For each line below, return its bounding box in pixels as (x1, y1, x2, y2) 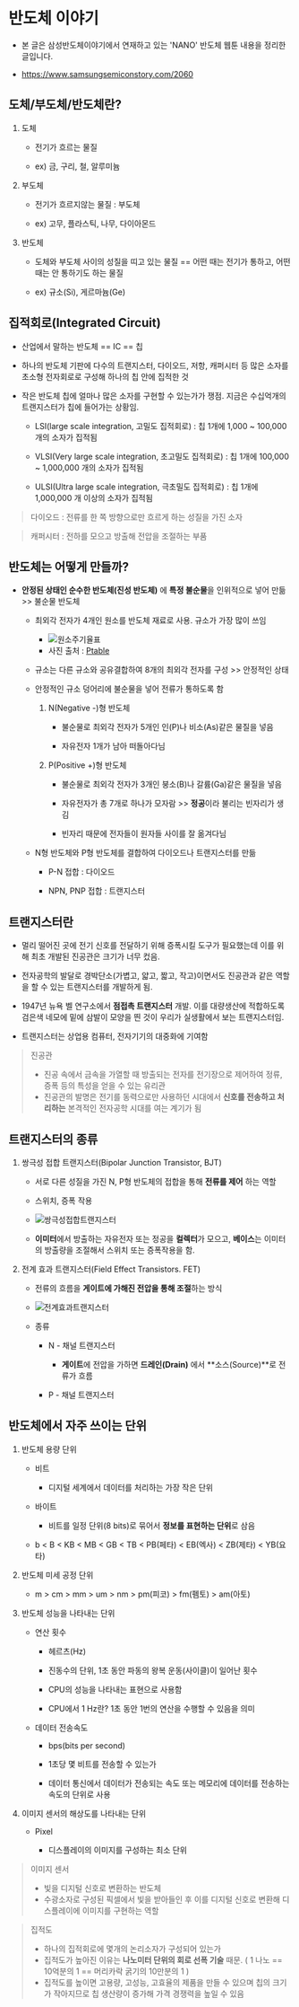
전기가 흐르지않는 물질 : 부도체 (34, 198, 141, 209)
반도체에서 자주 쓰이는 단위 (8, 1418, 147, 1433)
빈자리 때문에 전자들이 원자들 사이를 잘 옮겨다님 (61, 828, 227, 840)
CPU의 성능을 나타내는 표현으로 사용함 (47, 1684, 183, 1695)
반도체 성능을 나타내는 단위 (21, 1607, 115, 1618)
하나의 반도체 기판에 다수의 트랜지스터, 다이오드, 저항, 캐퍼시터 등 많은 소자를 (21, 360, 289, 371)
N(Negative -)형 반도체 (47, 702, 131, 714)
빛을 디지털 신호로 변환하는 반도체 (43, 1882, 162, 1893)
